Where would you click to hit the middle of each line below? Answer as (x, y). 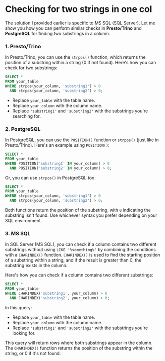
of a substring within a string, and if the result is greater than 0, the (73, 260)
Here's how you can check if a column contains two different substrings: (79, 275)
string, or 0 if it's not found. (33, 353)
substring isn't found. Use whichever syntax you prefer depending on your (81, 215)
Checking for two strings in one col (79, 9)
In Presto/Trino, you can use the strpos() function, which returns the (76, 57)
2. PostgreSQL (23, 129)
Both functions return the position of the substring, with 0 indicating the (78, 210)
